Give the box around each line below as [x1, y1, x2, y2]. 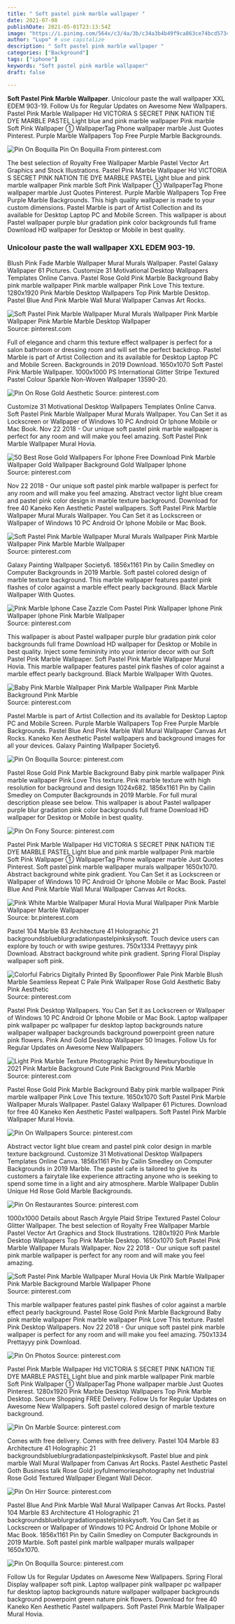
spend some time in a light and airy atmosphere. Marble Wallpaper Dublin [7, 1179, 219, 1187]
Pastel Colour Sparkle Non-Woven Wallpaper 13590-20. [7, 375, 168, 384]
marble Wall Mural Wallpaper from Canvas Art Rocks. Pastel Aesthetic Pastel [7, 1459, 228, 1467]
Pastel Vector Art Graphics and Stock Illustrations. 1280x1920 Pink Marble [7, 1228, 220, 1237]
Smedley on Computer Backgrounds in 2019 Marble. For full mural [7, 790, 198, 799]
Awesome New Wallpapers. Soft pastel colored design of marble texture [7, 1401, 215, 1410]
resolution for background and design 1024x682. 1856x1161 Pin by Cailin [7, 783, 215, 792]
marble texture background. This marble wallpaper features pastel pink [7, 575, 212, 584]
